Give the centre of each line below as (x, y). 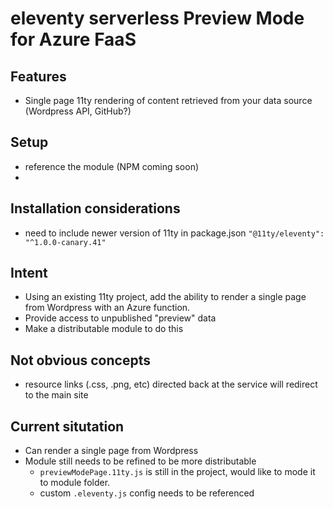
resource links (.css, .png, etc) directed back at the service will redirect (171, 384)
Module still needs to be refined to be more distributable (140, 461)
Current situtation (67, 426)
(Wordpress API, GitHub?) (78, 111)
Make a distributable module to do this (104, 329)
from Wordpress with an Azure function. (107, 308)
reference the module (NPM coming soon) (112, 166)
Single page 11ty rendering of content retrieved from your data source (168, 100)
